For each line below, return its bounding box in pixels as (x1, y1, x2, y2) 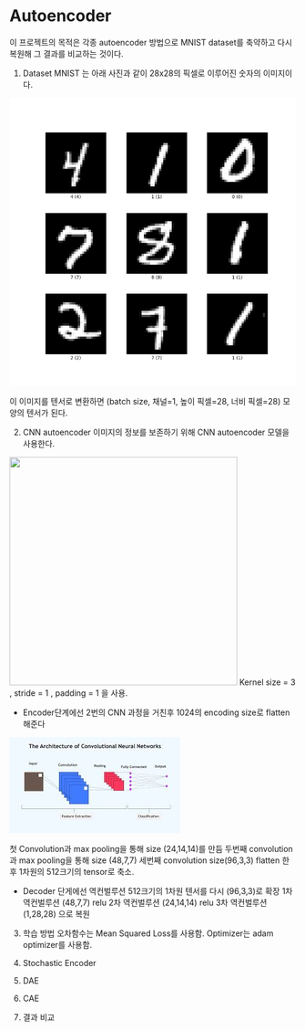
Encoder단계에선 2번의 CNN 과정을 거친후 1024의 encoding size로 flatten (22, 707, 290, 718)
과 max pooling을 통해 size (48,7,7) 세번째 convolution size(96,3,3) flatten (9, 855, 280, 866)
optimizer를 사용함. (22, 939, 93, 950)
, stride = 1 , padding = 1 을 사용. (9, 687, 128, 699)
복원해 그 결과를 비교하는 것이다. (9, 47, 125, 59)
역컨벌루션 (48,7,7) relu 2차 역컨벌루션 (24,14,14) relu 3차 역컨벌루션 (22, 897, 268, 908)
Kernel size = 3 (239, 677, 296, 688)
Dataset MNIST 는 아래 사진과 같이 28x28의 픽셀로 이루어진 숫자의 (22, 68, 261, 79)
